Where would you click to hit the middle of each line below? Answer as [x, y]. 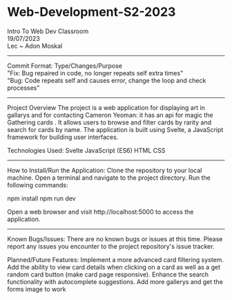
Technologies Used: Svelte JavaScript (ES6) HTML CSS [86, 150]
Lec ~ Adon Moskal [35, 46]
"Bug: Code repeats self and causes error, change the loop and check [107, 80]
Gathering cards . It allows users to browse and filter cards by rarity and [109, 122]
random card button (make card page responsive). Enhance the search [108, 274]
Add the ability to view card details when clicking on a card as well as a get [114, 267]
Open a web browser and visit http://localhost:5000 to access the [100, 212]
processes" [23, 88]
